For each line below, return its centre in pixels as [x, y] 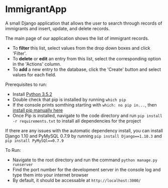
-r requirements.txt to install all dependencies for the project [77, 121]
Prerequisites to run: [26, 84]
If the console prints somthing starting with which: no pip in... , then [85, 105]
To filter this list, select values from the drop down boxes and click [81, 48]
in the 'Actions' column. [37, 64]
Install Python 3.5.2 [32, 94]
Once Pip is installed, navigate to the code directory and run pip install [87, 115]
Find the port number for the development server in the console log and [87, 169]
